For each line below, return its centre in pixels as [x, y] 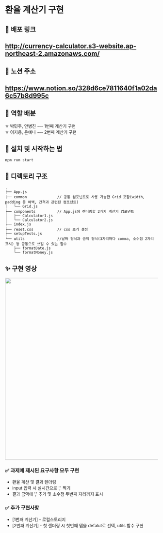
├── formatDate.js [32, 248]
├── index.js [18, 224]
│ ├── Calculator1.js [29, 216]
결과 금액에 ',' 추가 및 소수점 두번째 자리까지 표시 [57, 494]
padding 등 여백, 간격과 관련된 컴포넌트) [42, 202]
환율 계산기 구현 [34, 10]
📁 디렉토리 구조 [26, 176]
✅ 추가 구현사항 [22, 508]
